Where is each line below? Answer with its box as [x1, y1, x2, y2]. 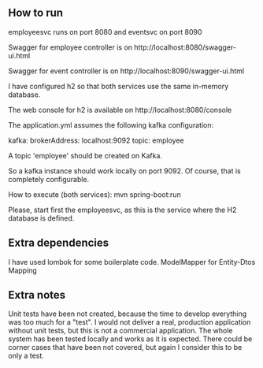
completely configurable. [8, 174, 90, 184]
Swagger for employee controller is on [8, 43, 132, 52]
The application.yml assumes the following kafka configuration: [8, 120, 214, 129]
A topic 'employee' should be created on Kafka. [8, 151, 163, 160]
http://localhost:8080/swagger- [133, 43, 236, 52]
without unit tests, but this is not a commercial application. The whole [8, 326, 233, 336]
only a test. [8, 351, 45, 361]
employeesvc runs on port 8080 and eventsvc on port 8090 [8, 27, 202, 36]
